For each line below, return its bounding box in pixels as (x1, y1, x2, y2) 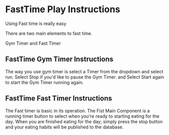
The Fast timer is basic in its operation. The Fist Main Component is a (5, 107, 150, 114)
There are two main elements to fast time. (5, 30, 92, 36)
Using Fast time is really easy (5, 20, 67, 26)
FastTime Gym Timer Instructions (5, 55, 114, 64)
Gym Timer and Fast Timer (5, 40, 61, 46)
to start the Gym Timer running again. (5, 79, 84, 85)
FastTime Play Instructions (5, 4, 121, 15)
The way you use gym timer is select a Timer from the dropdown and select (5, 68, 163, 74)
